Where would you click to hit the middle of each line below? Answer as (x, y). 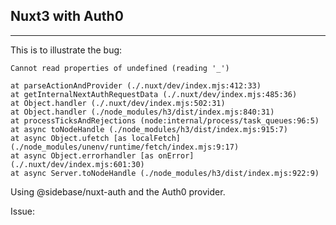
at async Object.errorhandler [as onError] (102, 155)
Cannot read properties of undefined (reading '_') (120, 68)
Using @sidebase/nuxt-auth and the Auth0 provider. (118, 191)
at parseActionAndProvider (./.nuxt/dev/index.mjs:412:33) (136, 85)
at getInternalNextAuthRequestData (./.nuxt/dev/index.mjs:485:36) (154, 94)
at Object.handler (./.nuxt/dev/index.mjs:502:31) (118, 103)
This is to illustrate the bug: (66, 50)
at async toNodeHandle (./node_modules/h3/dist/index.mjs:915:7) (149, 129)
